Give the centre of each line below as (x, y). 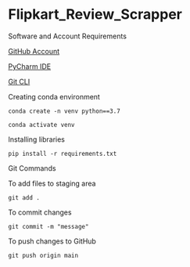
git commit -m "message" (48, 226)
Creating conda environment (54, 96)
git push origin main (43, 255)
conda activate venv (42, 124)
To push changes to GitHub (52, 241)
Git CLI (19, 81)
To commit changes (40, 212)
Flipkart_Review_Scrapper (95, 14)
